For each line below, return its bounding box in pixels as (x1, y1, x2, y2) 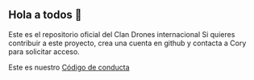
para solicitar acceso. (8, 46, 81, 57)
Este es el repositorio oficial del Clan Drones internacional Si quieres (8, 29, 235, 39)
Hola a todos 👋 (8, 8, 82, 22)
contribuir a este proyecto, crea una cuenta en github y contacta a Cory (8, 38, 247, 48)
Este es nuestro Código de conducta (8, 62, 131, 72)
